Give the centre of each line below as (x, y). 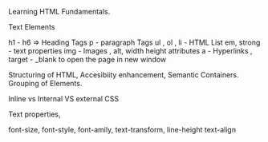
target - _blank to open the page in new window (87, 59)
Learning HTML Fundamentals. (59, 12)
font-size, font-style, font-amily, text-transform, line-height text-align (122, 130)
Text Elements (32, 27)
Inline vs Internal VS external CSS (64, 99)
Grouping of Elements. (45, 83)
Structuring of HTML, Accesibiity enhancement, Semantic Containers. (124, 75)
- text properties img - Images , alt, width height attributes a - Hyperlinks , (130, 51)
